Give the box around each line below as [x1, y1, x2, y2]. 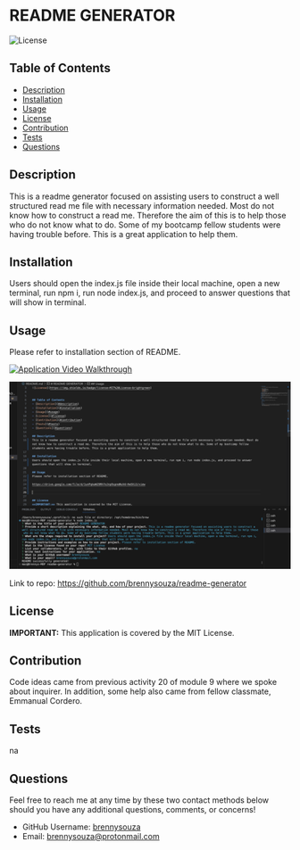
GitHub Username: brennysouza [21, 821, 141, 832]
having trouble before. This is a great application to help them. [9, 228, 238, 239]
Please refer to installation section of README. [9, 347, 181, 358]
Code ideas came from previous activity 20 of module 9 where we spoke [9, 677, 278, 688]
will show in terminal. [9, 297, 87, 308]
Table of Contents [9, 61, 112, 76]
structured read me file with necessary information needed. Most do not [9, 200, 275, 210]
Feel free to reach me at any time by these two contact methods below [9, 795, 270, 805]
